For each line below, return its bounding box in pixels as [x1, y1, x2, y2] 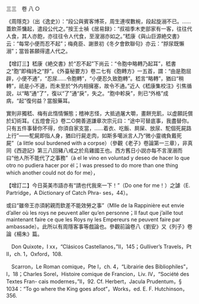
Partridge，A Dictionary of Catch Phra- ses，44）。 [6, 189, 131, 196]
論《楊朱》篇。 [6, 230, 43, 237]
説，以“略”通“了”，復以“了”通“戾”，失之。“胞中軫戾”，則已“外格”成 [6, 90, 169, 97]
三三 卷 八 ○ [6, 5, 40, 12]
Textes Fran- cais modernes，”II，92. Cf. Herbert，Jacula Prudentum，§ [6, 278, 182, 285]
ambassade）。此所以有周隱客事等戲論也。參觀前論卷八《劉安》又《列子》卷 [6, 223, 193, 230]
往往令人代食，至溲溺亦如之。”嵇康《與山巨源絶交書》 [52, 33, 182, 40]
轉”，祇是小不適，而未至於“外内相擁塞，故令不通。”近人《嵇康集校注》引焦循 [6, 83, 192, 89]
